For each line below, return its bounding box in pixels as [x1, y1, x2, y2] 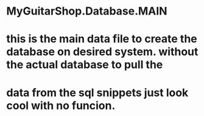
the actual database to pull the [6, 58, 163, 72]
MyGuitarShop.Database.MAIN [6, 4, 167, 18]
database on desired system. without [6, 45, 199, 59]
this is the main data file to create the [6, 32, 198, 46]
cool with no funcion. [6, 98, 116, 112]
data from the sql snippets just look [6, 86, 189, 100]
